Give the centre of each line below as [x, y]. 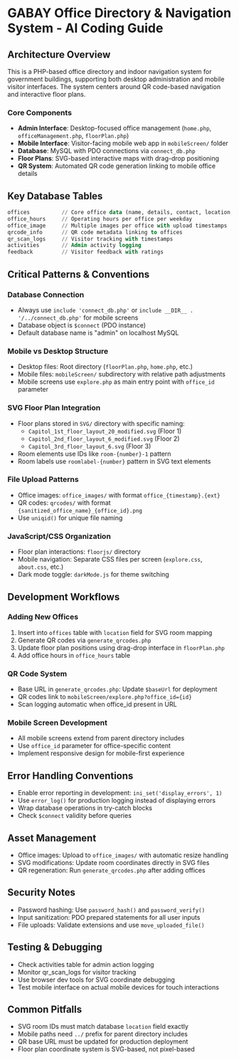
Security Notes [42, 892]
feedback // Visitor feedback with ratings [85, 252]
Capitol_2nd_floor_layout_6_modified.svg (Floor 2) [104, 439]
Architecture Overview [59, 54]
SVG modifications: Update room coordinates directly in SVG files [113, 863]
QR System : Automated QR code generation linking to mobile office [116, 166]
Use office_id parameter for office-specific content [94, 746]
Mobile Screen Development [58, 723]
